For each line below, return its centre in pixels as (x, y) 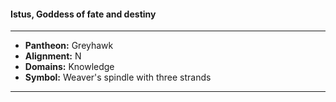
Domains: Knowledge (69, 67)
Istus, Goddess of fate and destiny (83, 14)
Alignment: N (53, 56)
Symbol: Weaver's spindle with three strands (118, 77)
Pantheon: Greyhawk (69, 46)
